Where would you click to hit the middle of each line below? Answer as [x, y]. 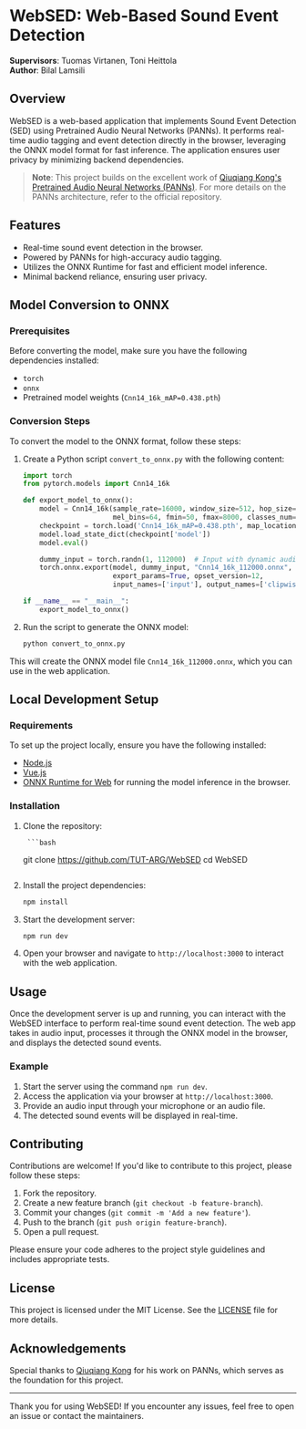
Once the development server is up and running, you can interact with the [148, 1014]
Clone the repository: [62, 825]
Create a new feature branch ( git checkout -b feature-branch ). [143, 1203]
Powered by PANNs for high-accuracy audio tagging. [122, 257]
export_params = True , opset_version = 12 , [188, 576]
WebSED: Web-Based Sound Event [144, 16]
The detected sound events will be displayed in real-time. [130, 1115]
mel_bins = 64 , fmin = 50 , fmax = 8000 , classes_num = [204, 518]
